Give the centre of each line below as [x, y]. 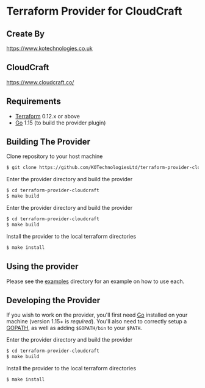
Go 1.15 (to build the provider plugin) [60, 123]
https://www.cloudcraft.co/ [40, 82]
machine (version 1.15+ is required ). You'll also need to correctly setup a [97, 322]
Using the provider [42, 267]
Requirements [34, 102]
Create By [25, 34]
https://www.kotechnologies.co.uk [49, 48]
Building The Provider [48, 142]
